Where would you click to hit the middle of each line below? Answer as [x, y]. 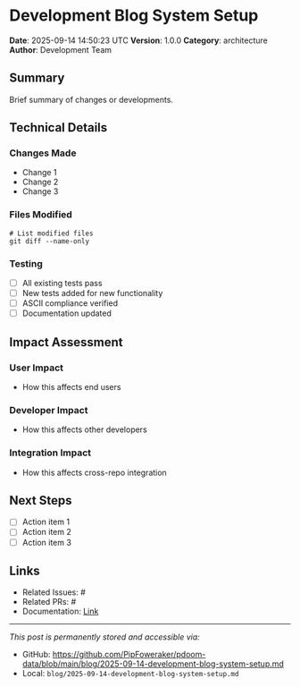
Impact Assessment [66, 342]
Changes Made [43, 153]
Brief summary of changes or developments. [92, 99]
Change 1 [39, 173]
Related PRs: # [49, 602]
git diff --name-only [50, 241]
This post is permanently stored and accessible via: [105, 637]
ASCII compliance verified [70, 303]
